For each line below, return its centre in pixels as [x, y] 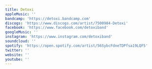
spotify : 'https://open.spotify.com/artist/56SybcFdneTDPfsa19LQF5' [76, 46]
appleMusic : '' [21, 14]
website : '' [17, 55]
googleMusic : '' [22, 32]
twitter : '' [17, 50]
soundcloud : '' [21, 41]
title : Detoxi [20, 9]
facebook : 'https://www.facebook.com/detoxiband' [57, 28]
